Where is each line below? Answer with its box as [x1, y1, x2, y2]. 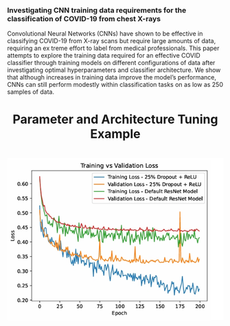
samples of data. [7, 88, 55, 96]
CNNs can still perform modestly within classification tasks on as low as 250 [7, 81, 224, 89]
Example [90, 126, 141, 142]
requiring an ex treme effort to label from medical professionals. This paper [7, 44, 220, 53]
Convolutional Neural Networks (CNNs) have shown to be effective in [7, 29, 203, 38]
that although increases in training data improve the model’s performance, [7, 73, 216, 81]
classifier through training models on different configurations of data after [7, 59, 216, 67]
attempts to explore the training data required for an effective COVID [7, 51, 200, 60]
